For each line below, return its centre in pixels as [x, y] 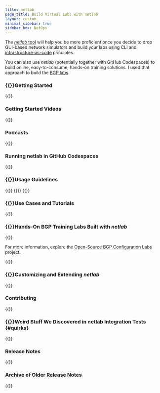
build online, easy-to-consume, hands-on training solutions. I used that [77, 68]
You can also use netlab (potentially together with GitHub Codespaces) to [80, 62]
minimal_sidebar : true [28, 23]
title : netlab [20, 10]
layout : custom [21, 19]
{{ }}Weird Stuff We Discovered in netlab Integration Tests [76, 321]
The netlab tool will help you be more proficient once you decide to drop [79, 42]
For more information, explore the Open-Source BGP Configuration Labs [79, 247]
